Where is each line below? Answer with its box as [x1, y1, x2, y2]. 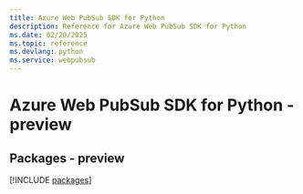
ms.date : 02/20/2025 [9, 30, 89, 39]
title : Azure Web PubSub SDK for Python [9, 13, 166, 23]
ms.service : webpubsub [9, 56, 96, 65]
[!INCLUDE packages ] [9, 175, 92, 185]
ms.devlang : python [9, 47, 84, 56]
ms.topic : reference [9, 38, 89, 48]
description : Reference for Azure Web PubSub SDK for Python [9, 22, 247, 31]
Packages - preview [9, 150, 125, 166]
